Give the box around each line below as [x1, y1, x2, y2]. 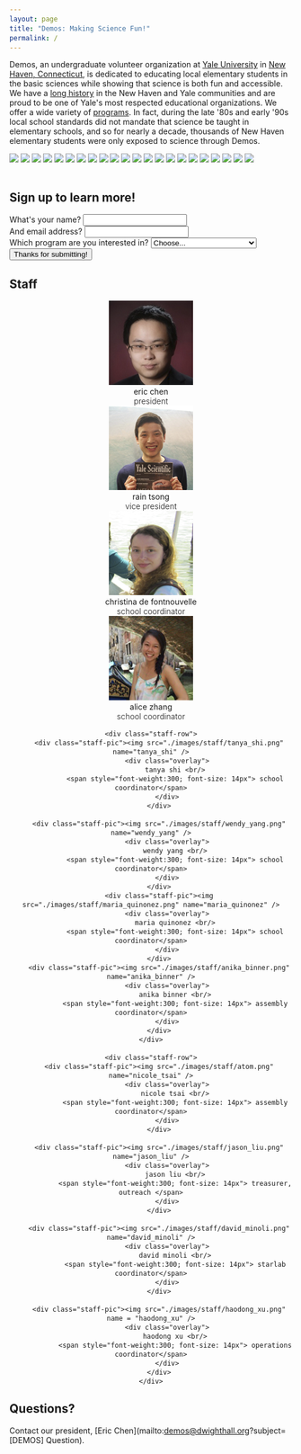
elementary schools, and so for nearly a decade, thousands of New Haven [9, 126, 285, 137]
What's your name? [9, 214, 82, 225]
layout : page [9, 14, 58, 23]
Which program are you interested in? [9, 237, 149, 248]
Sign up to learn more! [9, 190, 137, 205]
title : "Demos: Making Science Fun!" [9, 23, 151, 33]
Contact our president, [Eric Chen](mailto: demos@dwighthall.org [9, 1425, 250, 1436]
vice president [125, 501, 177, 512]
